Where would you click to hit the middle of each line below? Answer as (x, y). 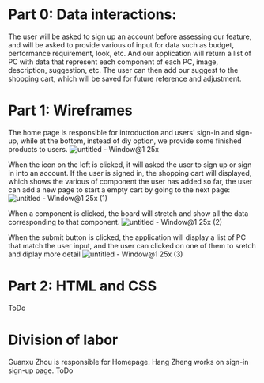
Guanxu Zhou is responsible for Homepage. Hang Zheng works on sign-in (128, 362)
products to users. (38, 149)
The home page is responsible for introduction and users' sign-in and (121, 132)
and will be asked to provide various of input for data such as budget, (121, 44)
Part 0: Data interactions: (92, 15)
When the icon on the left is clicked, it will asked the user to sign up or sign (130, 165)
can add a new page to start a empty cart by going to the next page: (119, 190)
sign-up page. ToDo (41, 370)
